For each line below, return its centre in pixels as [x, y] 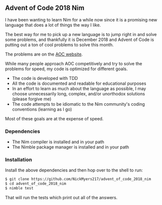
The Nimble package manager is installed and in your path [71, 147]
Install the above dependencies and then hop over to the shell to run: [74, 170]
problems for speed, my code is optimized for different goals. [66, 69]
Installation [19, 160]
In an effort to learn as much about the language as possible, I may [79, 88]
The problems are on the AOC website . [44, 54]
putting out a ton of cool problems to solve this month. [59, 45]
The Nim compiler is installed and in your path [58, 142]
